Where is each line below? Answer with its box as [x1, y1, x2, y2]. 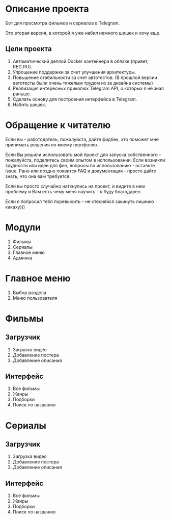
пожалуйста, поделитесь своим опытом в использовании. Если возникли [5, 157, 165, 163]
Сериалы [12, 244, 33, 250]
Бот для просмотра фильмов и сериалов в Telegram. [5, 20, 120, 26]
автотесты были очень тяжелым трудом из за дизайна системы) [12, 80, 154, 86]
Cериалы [5, 420, 47, 431]
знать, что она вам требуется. [5, 173, 71, 179]
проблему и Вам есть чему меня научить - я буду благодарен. [5, 188, 142, 194]
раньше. [12, 90, 32, 97]
